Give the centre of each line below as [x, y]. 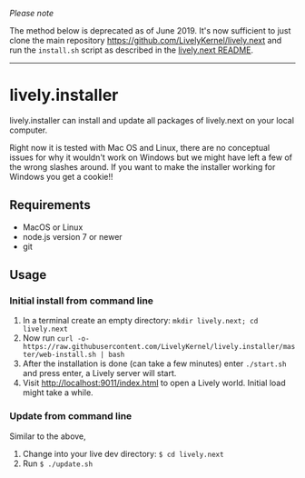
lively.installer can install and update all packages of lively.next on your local [152, 120]
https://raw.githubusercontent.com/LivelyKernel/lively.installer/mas [159, 347]
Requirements [50, 205]
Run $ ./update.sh [58, 463]
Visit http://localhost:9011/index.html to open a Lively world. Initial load [154, 383]
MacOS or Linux [53, 227]
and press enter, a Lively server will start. [99, 373]
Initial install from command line [82, 301]
